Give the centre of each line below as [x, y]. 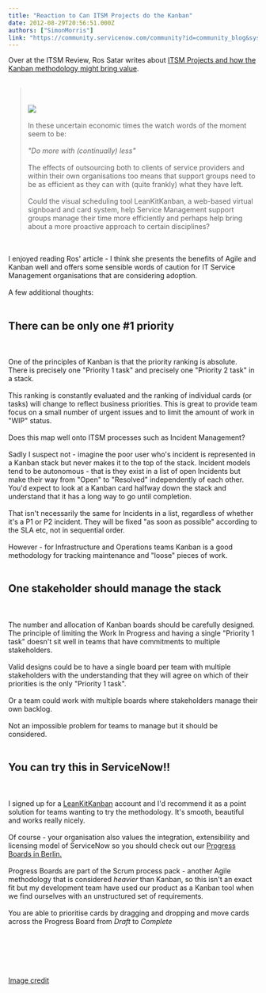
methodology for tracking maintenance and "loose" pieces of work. [118, 556]
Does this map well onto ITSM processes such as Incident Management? [127, 437]
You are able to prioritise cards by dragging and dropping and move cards [129, 913]
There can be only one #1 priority [91, 326]
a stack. [21, 379]
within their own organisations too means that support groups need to [141, 176]
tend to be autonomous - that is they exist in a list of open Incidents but [124, 472]
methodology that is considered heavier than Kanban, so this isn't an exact [130, 879]
